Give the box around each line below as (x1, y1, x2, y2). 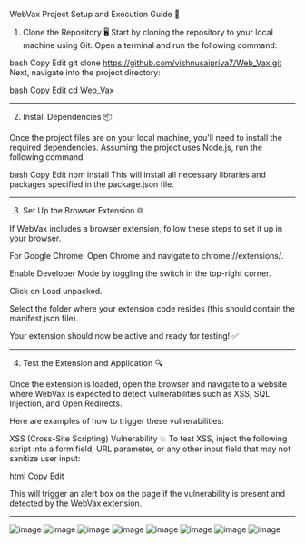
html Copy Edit (9, 470, 65, 481)
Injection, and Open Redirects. (9, 398, 123, 409)
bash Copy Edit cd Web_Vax (9, 84, 114, 95)
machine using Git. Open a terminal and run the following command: (22, 40, 278, 50)
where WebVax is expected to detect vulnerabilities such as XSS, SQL (9, 389, 271, 399)
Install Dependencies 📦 (22, 112, 113, 122)
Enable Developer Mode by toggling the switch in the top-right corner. (9, 268, 271, 279)
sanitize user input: (9, 453, 81, 463)
